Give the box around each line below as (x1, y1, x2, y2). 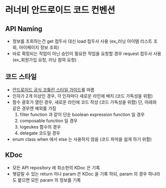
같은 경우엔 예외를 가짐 (12, 105, 56, 111)
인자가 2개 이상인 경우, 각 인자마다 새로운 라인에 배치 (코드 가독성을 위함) (12, 93, 153, 99)
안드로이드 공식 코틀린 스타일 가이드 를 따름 (12, 87, 95, 93)
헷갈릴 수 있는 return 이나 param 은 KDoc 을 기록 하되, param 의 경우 (12, 171, 147, 177)
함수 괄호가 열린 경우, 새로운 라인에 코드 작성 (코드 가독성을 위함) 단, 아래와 (12, 99, 157, 105)
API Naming (5, 24, 43, 33)
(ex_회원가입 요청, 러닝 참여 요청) (12, 57, 77, 62)
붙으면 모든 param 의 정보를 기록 (17, 177, 81, 183)
